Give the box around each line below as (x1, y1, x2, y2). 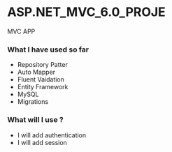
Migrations (17, 98, 49, 106)
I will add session (17, 138, 68, 146)
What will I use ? (7, 115, 64, 125)
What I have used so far (7, 45, 89, 54)
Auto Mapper (17, 68, 56, 77)
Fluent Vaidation (17, 75, 64, 84)
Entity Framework (17, 83, 69, 91)
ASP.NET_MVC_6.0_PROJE (7, 4, 166, 20)
